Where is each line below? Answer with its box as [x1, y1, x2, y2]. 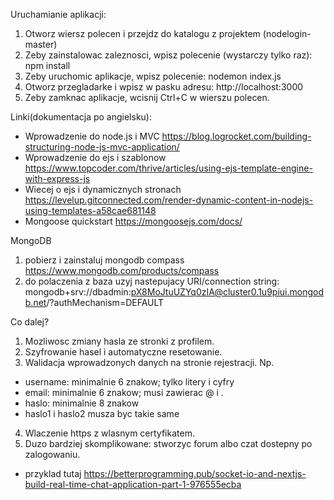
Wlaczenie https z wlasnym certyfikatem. [24, 427, 195, 439]
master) [24, 39, 58, 50]
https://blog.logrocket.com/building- [161, 130, 312, 142]
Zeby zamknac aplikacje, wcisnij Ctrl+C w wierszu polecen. [24, 92, 270, 103]
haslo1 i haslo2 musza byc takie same [24, 408, 180, 419]
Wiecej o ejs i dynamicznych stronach [24, 184, 182, 195]
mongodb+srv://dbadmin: [24, 286, 132, 298]
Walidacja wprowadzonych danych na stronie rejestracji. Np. [24, 357, 275, 368]
